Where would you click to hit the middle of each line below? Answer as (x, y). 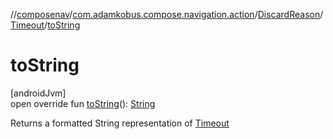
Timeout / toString (45, 25)
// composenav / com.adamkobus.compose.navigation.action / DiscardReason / (167, 14)
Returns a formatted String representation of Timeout (120, 123)
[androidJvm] (38, 93)
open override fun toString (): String (83, 103)
